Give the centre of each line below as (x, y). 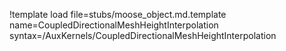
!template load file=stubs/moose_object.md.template (118, 14)
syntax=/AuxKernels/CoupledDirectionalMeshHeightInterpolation (143, 35)
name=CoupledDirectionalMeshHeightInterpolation (114, 25)
